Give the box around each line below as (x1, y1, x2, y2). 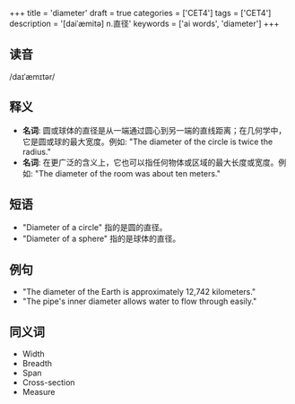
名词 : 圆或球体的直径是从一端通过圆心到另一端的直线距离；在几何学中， (22, 125, 287, 135)
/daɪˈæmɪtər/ (9, 71, 56, 82)
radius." (22, 146, 51, 157)
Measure (22, 387, 56, 398)
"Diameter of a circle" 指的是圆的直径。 (22, 222, 168, 233)
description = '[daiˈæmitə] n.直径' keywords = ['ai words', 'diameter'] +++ (9, 18, 280, 29)
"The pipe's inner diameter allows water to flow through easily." (22, 296, 257, 307)
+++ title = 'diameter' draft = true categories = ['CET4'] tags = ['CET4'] (9, 8, 272, 18)
